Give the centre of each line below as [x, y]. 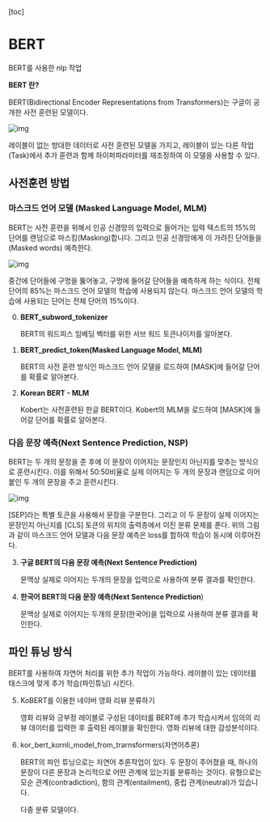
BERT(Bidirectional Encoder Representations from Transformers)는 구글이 [130, 102]
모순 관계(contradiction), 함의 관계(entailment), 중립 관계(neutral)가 [128, 782]
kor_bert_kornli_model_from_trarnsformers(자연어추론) [110, 744]
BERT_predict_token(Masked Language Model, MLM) [111, 350]
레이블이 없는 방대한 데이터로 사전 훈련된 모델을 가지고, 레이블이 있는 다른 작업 [131, 145]
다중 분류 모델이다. [49, 809]
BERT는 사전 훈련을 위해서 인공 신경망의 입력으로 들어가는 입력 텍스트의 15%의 [132, 227]
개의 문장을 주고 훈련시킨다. [75, 481]
